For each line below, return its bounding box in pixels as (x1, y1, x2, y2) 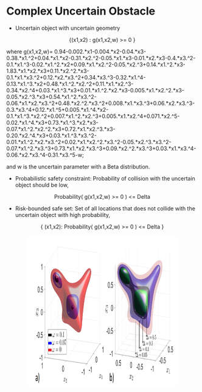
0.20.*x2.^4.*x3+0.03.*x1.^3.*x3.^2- (6, 132, 97, 139)
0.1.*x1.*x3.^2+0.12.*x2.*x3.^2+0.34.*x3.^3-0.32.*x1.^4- (6, 74, 146, 81)
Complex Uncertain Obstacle (6, 4, 156, 18)
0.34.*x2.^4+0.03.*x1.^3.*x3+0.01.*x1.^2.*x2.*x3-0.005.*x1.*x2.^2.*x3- (6, 86, 184, 94)
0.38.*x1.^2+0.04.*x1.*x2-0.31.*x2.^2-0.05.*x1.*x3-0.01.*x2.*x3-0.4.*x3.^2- (6, 54, 196, 61)
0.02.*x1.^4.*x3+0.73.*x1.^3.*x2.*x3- (6, 119, 99, 126)
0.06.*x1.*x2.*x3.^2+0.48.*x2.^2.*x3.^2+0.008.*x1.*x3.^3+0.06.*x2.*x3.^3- (6, 99, 195, 107)
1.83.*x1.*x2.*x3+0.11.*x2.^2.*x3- (6, 67, 89, 74)
